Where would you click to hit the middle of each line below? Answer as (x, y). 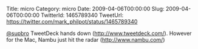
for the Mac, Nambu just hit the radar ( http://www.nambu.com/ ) (86, 40)
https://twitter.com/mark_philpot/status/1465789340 (72, 21)
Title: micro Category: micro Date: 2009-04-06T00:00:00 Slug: (86, 9)
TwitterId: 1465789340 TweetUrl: (82, 15)
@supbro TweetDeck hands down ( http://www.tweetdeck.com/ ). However (99, 33)
